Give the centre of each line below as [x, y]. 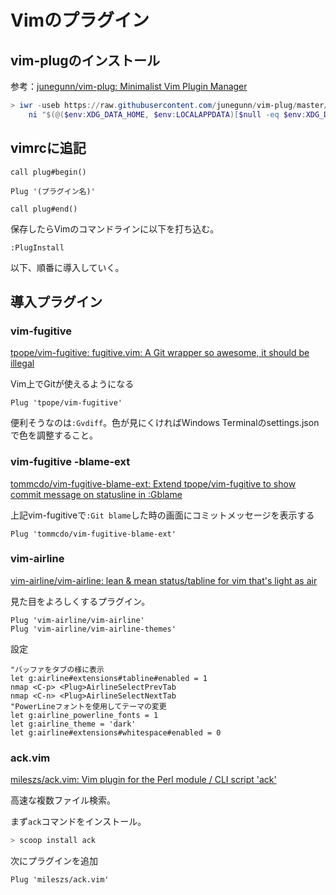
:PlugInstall [37, 247]
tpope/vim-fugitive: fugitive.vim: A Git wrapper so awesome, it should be [160, 353]
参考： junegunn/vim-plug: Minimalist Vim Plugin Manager [129, 86]
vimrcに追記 [48, 148]
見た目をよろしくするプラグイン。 [80, 601]
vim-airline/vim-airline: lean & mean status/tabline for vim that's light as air [164, 580]
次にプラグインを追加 [54, 861]
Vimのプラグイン [80, 20]
